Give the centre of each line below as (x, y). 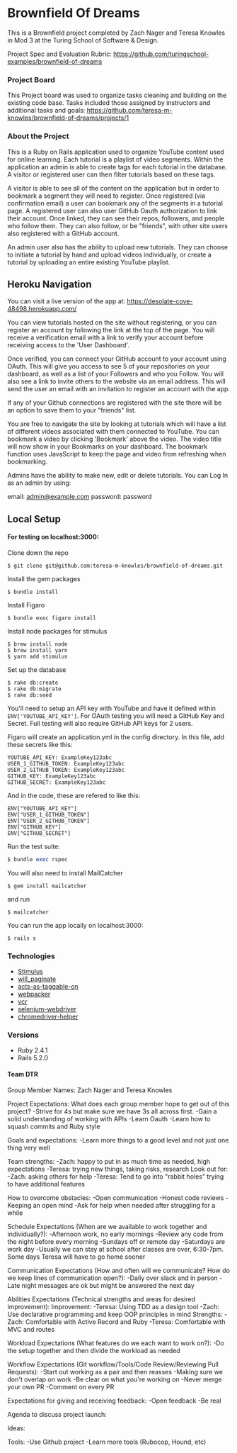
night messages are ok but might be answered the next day (108, 1285)
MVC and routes (31, 1329)
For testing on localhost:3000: (53, 537)
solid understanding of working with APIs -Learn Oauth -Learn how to (109, 1118)
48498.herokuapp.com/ (42, 309)
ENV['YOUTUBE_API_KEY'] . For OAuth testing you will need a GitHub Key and (116, 716)
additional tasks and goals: (46, 111)
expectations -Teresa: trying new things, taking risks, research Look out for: (118, 1169)
